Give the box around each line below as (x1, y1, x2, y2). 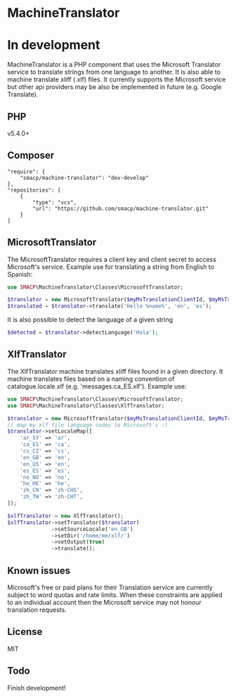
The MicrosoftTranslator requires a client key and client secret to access (7, 255, 216, 263)
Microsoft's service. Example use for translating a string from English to (7, 262, 214, 271)
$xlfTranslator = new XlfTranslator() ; (7, 512, 124, 519)
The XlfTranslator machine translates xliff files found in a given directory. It (7, 367, 223, 375)
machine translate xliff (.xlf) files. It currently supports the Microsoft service (7, 75, 226, 84)
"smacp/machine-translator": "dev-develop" (20, 174, 150, 181)
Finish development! (7, 684, 66, 692)
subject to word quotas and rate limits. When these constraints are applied (7, 590, 223, 599)
